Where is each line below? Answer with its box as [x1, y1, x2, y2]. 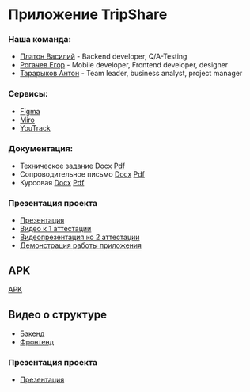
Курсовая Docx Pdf [19, 178, 85, 188]
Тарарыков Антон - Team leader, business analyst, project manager [19, 69, 243, 78]
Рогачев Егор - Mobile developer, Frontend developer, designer [19, 60, 229, 70]
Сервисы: [8, 89, 49, 100]
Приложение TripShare [8, 6, 168, 24]
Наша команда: [8, 34, 72, 45]
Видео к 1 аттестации [19, 224, 92, 234]
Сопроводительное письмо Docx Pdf [19, 169, 145, 179]
